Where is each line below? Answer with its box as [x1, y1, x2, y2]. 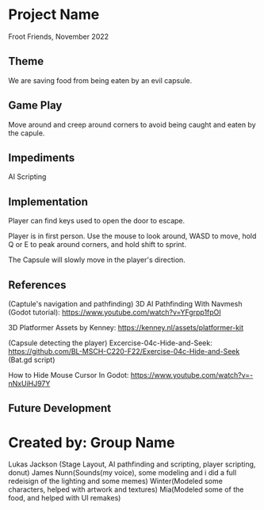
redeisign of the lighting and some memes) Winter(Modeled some [8, 477, 224, 486]
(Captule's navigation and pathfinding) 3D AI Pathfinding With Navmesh [8, 299, 243, 308]
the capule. [8, 128, 45, 138]
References [8, 278, 67, 291]
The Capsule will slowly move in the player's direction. [8, 255, 186, 265]
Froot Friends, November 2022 [8, 32, 109, 41]
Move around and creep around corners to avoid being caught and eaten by [8, 120, 256, 129]
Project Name [8, 6, 100, 24]
